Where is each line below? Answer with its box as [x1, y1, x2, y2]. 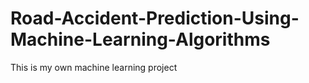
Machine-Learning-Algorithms [10, 28, 271, 51]
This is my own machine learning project [10, 61, 178, 73]
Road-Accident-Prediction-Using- [10, 7, 300, 30]
